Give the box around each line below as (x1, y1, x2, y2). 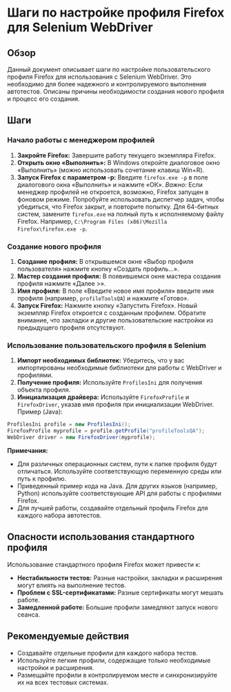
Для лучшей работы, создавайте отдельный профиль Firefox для (17, 503, 208, 512)
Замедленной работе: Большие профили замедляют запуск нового (17, 603, 219, 611)
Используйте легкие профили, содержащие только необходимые (17, 656, 211, 664)
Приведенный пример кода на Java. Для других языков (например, (17, 481, 218, 490)
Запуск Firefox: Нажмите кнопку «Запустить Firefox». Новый (17, 301, 198, 309)
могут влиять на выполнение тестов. (17, 581, 126, 589)
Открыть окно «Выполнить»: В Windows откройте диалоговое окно (17, 158, 221, 166)
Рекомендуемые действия (7, 631, 130, 642)
